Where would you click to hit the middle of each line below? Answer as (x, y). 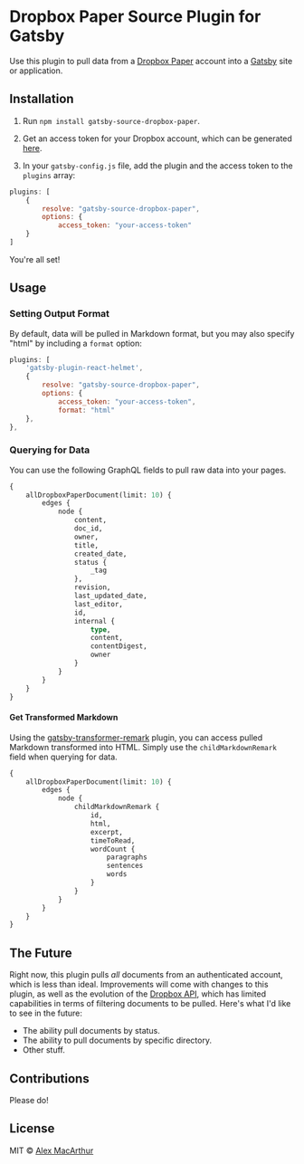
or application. (36, 71)
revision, (92, 587)
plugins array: (49, 175)
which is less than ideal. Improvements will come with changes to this (139, 985)
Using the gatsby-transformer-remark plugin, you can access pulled (136, 737)
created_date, (100, 554)
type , (100, 630)
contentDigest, (119, 646)
